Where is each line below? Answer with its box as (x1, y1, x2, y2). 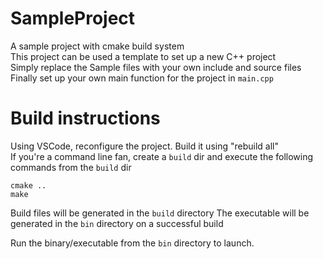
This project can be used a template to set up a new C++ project (10, 50, 277, 62)
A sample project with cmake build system (10, 40, 185, 52)
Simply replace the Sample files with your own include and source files (10, 61, 302, 73)
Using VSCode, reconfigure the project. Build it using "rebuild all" (10, 140, 279, 152)
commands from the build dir (10, 161, 132, 173)
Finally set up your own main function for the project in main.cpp (10, 72, 274, 84)
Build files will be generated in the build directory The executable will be (10, 207, 310, 219)
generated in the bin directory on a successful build (10, 217, 224, 229)
